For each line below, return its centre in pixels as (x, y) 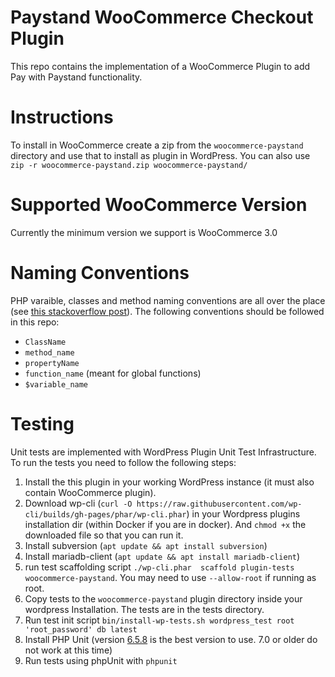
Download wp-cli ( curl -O (78, 503)
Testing (42, 423)
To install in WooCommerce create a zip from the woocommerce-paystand (157, 145)
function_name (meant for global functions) (113, 373)
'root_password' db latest (81, 629)
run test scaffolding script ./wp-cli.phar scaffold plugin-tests (159, 567)
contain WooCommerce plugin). (90, 492)
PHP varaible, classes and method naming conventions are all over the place (168, 300)
